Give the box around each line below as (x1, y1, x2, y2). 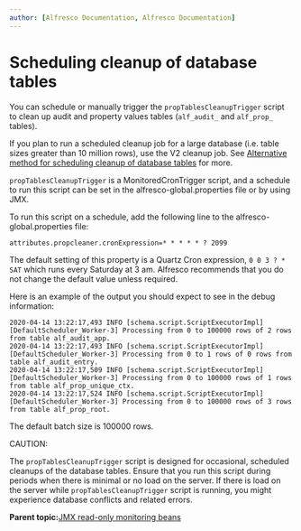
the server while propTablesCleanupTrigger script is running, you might (9, 484, 272, 495)
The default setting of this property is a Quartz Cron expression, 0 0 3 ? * (9, 254, 286, 265)
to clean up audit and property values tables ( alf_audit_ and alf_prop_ (9, 110, 273, 122)
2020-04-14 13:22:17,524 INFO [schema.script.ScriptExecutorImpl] (9, 389, 264, 398)
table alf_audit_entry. (9, 358, 99, 367)
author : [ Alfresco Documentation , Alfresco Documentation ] (9, 13, 236, 23)
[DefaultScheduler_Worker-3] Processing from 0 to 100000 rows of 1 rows (9, 373, 293, 382)
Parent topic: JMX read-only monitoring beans (9, 511, 182, 522)
